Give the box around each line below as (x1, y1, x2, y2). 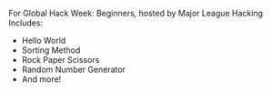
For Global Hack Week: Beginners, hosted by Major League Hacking (8, 8, 264, 18)
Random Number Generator (21, 64, 126, 75)
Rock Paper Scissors (21, 55, 100, 65)
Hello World (21, 36, 66, 46)
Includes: (8, 17, 43, 28)
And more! (21, 74, 62, 85)
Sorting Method (21, 45, 81, 56)
